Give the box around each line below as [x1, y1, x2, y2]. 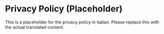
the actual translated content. [5, 24, 65, 30]
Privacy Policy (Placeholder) [5, 3, 123, 14]
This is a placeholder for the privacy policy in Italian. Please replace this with [5, 19, 160, 25]
